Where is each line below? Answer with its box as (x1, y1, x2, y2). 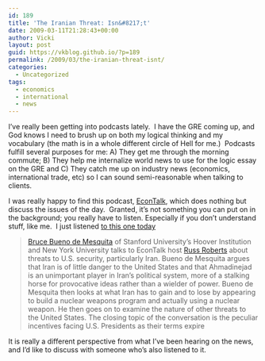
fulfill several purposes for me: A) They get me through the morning (8, 148, 229, 157)
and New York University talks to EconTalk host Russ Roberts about (27, 245, 248, 255)
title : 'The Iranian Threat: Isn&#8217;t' (8, 19, 151, 27)
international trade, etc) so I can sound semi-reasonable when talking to (8, 172, 244, 182)
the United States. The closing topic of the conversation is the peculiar (27, 313, 259, 322)
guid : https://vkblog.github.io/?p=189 (8, 48, 140, 56)
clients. (8, 181, 33, 190)
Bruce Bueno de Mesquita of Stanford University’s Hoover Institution (27, 237, 252, 247)
